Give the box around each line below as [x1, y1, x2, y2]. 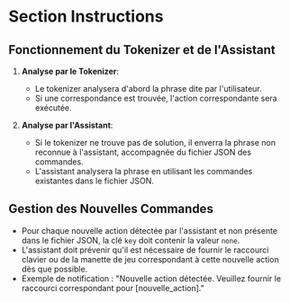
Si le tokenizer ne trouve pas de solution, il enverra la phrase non [34, 138, 276, 147]
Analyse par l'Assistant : [21, 120, 113, 130]
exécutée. [34, 102, 73, 113]
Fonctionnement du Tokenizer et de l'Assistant [8, 42, 276, 58]
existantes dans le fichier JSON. [34, 175, 154, 186]
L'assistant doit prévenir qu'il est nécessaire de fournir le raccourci [21, 244, 269, 255]
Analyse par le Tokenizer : [21, 66, 119, 76]
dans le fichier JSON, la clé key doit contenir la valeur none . [21, 235, 240, 245]
